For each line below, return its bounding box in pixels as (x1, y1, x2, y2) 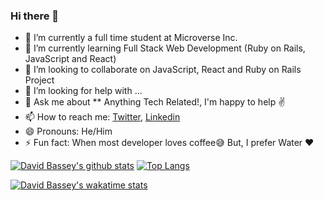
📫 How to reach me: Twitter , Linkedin (24, 111, 181, 123)
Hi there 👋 (10, 9, 60, 23)
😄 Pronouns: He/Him (24, 125, 113, 138)
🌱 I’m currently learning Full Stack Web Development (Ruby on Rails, (24, 42, 306, 54)
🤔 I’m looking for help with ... (24, 85, 143, 97)
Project (24, 74, 55, 86)
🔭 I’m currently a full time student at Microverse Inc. (24, 32, 238, 44)
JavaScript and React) (24, 53, 117, 65)
